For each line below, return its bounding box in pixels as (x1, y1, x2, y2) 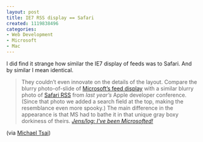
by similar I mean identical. (6, 66, 74, 73)
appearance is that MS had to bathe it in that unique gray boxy (21, 111, 179, 118)
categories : (6, 26, 37, 32)
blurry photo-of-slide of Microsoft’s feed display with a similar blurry (21, 84, 194, 92)
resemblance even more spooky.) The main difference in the (21, 104, 174, 111)
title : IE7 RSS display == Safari (6, 15, 95, 21)
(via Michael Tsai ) (6, 129, 51, 136)
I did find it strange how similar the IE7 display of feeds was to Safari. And (6, 59, 192, 67)
